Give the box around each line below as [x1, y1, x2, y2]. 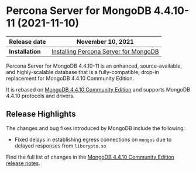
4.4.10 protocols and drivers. [6, 92, 75, 99]
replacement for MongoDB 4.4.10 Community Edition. [6, 75, 135, 82]
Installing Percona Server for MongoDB [51, 47, 159, 55]
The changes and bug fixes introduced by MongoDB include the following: [6, 124, 185, 132]
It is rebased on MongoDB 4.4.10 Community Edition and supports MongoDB [6, 86, 190, 93]
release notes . [6, 159, 40, 167]
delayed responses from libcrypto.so [14, 142, 106, 149]
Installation [9, 47, 41, 55]
